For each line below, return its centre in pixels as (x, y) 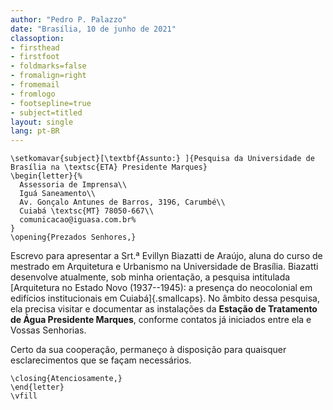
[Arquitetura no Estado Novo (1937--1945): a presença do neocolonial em (161, 288)
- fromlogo (33, 94)
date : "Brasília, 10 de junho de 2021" (93, 29)
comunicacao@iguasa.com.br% (78, 220)
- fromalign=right (48, 76)
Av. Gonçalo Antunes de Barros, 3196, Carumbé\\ (122, 202)
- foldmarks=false (48, 66)
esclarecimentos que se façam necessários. (101, 360)
